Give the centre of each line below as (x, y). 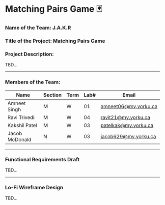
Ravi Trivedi (21, 117)
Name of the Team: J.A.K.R (38, 28)
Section (53, 95)
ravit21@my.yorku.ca (125, 117)
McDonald (19, 139)
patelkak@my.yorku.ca (127, 125)
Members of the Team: (33, 82)
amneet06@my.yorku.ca (129, 106)
